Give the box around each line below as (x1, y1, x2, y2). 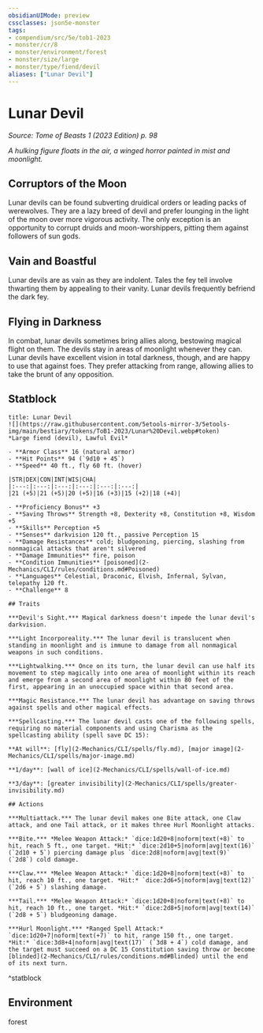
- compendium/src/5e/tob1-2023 (8, 33, 111, 42)
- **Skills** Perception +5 (8, 524, 101, 532)
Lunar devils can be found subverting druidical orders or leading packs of (8, 198, 246, 208)
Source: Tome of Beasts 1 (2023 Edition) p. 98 (8, 130, 158, 140)
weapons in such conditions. (8, 648, 104, 656)
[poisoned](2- (103, 558, 150, 566)
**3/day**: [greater (8, 779, 76, 787)
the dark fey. (8, 292, 50, 302)
